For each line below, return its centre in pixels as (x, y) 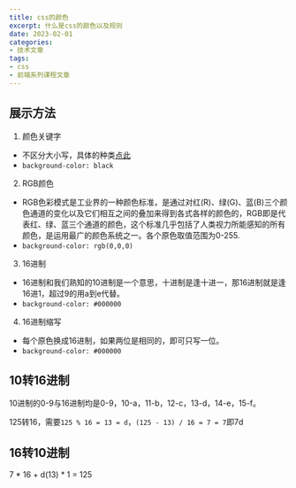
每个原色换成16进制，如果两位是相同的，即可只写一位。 (123, 340)
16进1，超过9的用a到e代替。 (73, 293)
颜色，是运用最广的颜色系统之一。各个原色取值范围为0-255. (131, 235)
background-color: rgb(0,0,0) (78, 246)
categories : (31, 42)
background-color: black (68, 166)
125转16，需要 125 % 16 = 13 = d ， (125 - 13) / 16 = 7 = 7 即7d (126, 422)
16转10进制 (39, 453)
